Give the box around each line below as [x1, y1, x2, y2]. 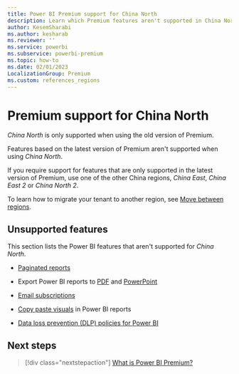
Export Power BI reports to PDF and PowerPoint [17, 277, 158, 286]
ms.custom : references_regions [7, 76, 100, 84]
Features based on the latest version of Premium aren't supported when [7, 145, 218, 153]
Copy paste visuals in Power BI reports [17, 305, 132, 313]
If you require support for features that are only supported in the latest [7, 166, 213, 175]
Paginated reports [17, 264, 71, 272]
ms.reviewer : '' [7, 37, 55, 44]
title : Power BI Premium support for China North [7, 10, 158, 18]
